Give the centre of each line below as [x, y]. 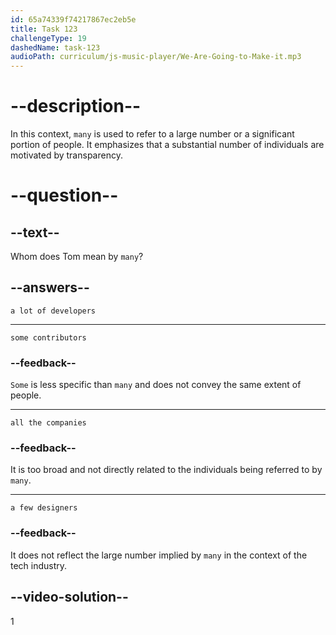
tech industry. [39, 565]
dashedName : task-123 [55, 47]
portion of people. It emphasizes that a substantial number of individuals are [167, 145]
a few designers [44, 508]
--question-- [64, 195]
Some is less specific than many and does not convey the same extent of [156, 385]
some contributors [48, 337]
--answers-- [50, 287]
